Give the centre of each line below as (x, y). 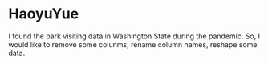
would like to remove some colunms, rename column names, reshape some (133, 44)
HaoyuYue (44, 14)
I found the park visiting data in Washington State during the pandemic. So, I (134, 36)
